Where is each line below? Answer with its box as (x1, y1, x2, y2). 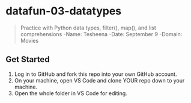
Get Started (5, 54, 50, 64)
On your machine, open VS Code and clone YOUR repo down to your (14, 76, 185, 84)
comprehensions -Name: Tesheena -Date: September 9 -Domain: (20, 30, 183, 37)
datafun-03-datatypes (5, 4, 121, 18)
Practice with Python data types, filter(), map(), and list (20, 24, 157, 31)
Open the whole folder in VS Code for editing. (14, 89, 127, 97)
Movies (20, 37, 39, 44)
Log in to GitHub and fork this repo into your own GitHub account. (14, 70, 177, 78)
